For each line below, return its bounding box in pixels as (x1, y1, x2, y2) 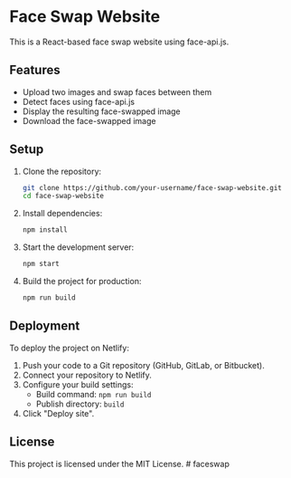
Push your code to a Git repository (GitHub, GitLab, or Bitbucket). (22, 359, 265, 370)
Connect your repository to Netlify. (22, 369, 152, 380)
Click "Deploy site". (22, 407, 95, 418)
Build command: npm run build (35, 388, 152, 399)
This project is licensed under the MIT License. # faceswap (9, 458, 230, 469)
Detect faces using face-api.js (22, 96, 136, 107)
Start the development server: (22, 242, 135, 253)
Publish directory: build (35, 398, 125, 409)
